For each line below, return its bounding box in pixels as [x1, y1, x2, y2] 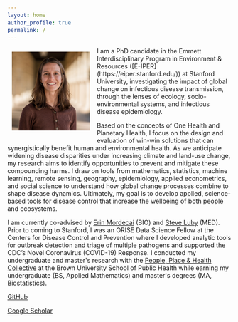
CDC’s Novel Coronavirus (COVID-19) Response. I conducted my [7, 249, 197, 257]
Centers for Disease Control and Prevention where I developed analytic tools [7, 234, 232, 242]
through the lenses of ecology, [97, 93, 187, 101]
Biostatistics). [7, 279, 48, 288]
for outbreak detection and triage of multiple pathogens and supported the [7, 241, 226, 249]
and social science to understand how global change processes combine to [7, 182, 229, 190]
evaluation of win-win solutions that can [97, 136, 215, 145]
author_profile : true [7, 19, 72, 26]
